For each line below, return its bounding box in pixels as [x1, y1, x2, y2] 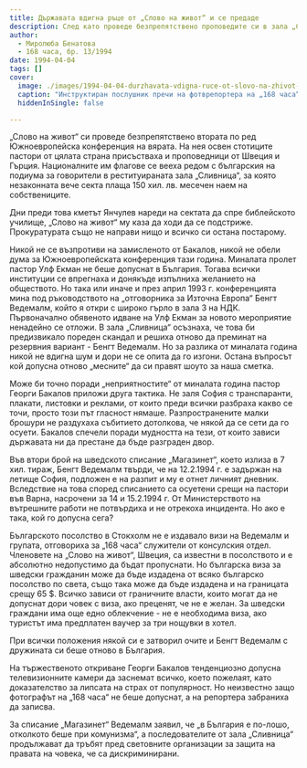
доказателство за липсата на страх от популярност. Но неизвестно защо [9, 682, 295, 693]
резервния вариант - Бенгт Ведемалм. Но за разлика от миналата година [9, 342, 298, 352]
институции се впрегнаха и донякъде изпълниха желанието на [9, 273, 256, 284]
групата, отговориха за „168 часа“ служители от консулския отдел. [9, 540, 271, 551]
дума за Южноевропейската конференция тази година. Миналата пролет [9, 254, 297, 265]
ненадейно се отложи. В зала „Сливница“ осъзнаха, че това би [9, 321, 256, 333]
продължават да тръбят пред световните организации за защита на [9, 739, 276, 750]
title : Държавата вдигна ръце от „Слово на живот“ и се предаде [9, 13, 259, 23]
